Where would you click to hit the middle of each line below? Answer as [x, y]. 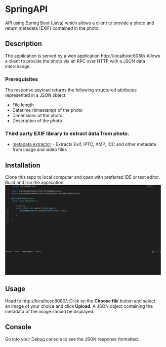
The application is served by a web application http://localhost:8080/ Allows [83, 56]
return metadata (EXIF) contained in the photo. [52, 28]
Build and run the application [34, 183]
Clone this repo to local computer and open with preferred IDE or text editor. [83, 177]
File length [23, 105]
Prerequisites [21, 79]
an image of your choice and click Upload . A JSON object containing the [79, 306]
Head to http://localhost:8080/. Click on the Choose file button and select [80, 301]
